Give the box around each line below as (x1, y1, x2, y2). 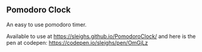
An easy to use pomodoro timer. (6, 21, 87, 28)
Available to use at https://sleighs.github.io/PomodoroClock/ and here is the (6, 33, 196, 40)
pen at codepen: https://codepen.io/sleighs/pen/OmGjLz (6, 39, 148, 46)
